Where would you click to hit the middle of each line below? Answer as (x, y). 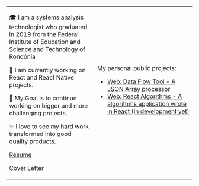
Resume (20, 155)
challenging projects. (38, 113)
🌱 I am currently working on (47, 70)
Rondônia (22, 57)
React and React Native (42, 78)
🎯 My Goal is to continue (43, 98)
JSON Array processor (139, 89)
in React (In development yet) (148, 111)
